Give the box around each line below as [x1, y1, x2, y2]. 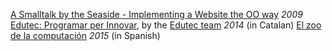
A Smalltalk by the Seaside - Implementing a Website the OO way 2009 [10, 9, 303, 20]
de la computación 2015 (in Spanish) [10, 30, 161, 41]
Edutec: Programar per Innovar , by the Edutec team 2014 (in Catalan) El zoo [10, 19, 322, 31]
